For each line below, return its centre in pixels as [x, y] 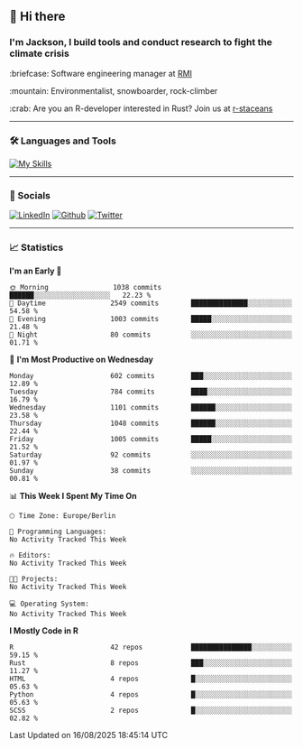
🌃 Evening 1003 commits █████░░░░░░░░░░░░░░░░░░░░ [151, 319]
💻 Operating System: [50, 604]
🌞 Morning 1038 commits [86, 287]
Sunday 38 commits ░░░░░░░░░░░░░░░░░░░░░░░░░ [151, 470]
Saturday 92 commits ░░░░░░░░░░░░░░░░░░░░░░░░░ [151, 455]
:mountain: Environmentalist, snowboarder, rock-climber [114, 90]
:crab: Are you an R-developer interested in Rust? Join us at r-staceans [141, 108]
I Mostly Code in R [44, 630]
